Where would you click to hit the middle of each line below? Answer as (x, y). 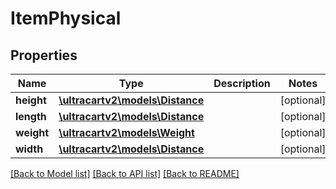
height (31, 100)
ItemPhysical (66, 18)
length (31, 116)
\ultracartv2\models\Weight (126, 132)
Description (242, 83)
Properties (44, 55)
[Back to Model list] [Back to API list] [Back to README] (125, 173)
